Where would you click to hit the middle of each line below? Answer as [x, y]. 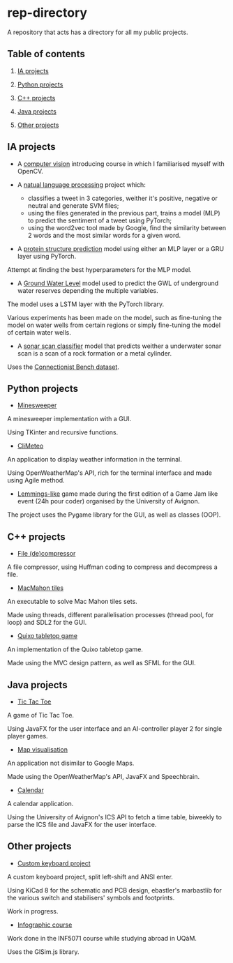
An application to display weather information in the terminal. [95, 460]
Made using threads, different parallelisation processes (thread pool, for [111, 615]
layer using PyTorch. [47, 256]
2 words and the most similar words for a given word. [104, 235]
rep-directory [47, 13]
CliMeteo [30, 446]
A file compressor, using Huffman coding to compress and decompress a [112, 567]
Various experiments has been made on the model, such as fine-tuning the [114, 317]
